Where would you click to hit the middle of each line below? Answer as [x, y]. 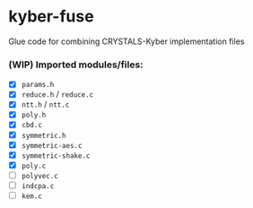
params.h [38, 85]
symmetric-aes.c [52, 145]
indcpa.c [38, 186]
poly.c [34, 166]
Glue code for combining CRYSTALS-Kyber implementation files [126, 41]
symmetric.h [44, 135]
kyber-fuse [52, 17]
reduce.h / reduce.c [57, 94]
